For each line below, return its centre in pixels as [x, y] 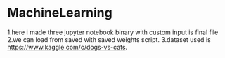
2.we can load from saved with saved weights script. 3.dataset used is [109, 39]
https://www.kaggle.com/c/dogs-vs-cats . [67, 47]
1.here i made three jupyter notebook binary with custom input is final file [113, 32]
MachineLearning [60, 13]
